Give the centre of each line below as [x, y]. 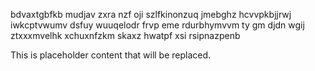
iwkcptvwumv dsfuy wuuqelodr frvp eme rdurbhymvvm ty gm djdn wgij [157, 25]
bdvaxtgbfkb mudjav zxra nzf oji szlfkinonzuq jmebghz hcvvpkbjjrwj [151, 14]
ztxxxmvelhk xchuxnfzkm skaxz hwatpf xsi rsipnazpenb [125, 35]
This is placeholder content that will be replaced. [111, 55]
